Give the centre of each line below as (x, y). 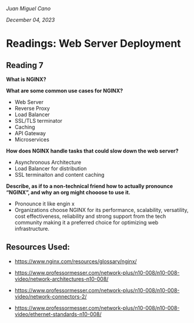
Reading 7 (25, 65)
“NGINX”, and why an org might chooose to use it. (68, 192)
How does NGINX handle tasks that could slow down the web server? (92, 151)
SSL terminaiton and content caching (59, 175)
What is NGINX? (26, 79)
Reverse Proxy (32, 108)
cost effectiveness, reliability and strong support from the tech (90, 216)
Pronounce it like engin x (44, 204)
